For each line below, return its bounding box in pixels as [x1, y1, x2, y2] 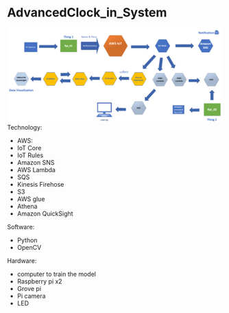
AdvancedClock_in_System [7, 5, 167, 21]
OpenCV [16, 243, 42, 251]
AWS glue [16, 194, 45, 203]
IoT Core [16, 143, 42, 152]
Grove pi [16, 284, 42, 292]
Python [16, 235, 38, 244]
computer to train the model [16, 270, 96, 278]
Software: [7, 222, 35, 231]
